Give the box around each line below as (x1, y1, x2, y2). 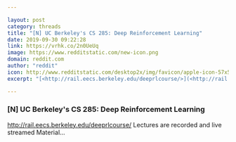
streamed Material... (7, 128, 65, 136)
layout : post (7, 16, 46, 23)
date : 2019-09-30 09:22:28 (7, 36, 86, 43)
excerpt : (7, 75, 33, 82)
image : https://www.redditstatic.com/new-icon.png (7, 49, 159, 56)
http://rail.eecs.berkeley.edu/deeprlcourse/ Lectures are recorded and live (7, 120, 223, 129)
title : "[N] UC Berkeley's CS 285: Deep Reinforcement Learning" (7, 30, 202, 37)
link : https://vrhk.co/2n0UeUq (7, 43, 99, 50)
